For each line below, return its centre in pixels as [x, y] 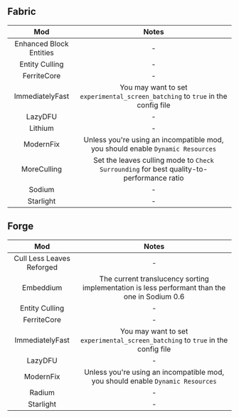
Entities [42, 53]
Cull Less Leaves [42, 258]
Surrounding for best [133, 168]
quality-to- [189, 168]
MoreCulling [42, 168]
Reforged [42, 267]
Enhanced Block [42, 43]
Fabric [22, 12]
